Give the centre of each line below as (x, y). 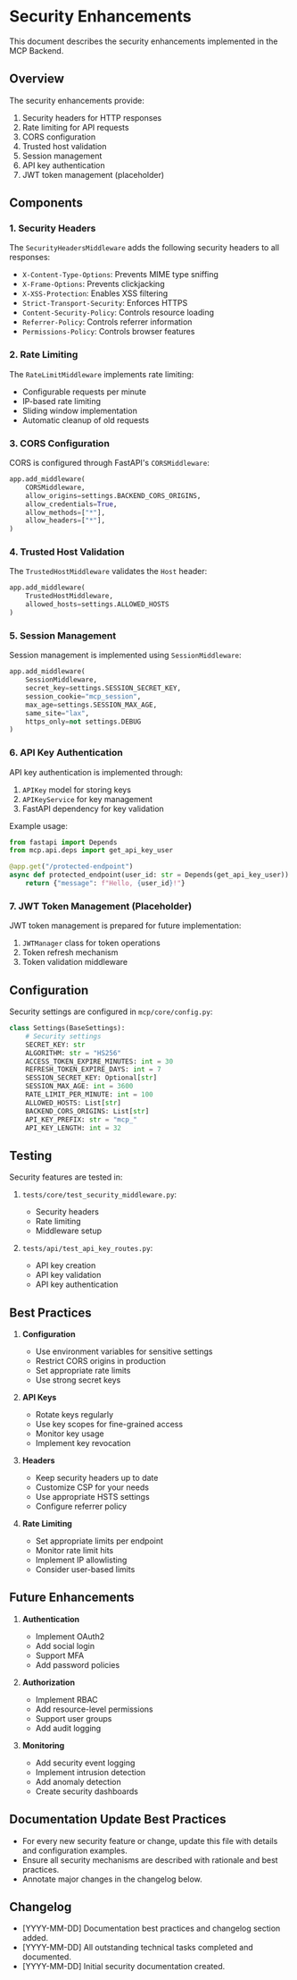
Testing (31, 1155)
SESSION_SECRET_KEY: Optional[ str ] (91, 1078)
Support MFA (60, 1655)
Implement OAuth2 (70, 1636)
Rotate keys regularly (74, 1415)
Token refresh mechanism (70, 952)
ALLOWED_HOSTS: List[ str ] (74, 1103)
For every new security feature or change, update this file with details (150, 1840)
